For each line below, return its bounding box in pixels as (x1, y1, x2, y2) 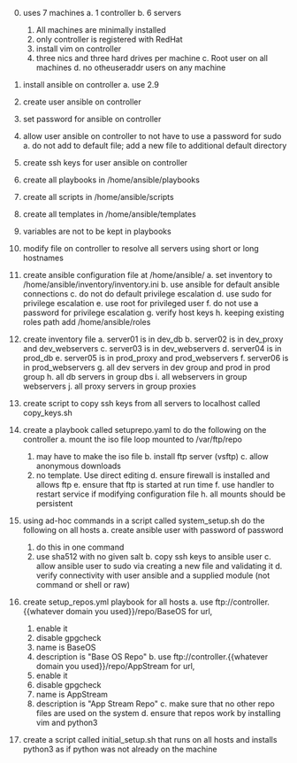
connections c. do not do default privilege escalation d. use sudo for (22, 289, 272, 299)
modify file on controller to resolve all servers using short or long (22, 243, 259, 253)
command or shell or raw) (35, 580, 131, 590)
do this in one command (35, 542, 125, 552)
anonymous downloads (35, 460, 122, 471)
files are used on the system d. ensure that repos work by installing (35, 708, 281, 718)
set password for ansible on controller (22, 114, 162, 124)
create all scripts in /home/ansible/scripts (22, 192, 175, 202)
